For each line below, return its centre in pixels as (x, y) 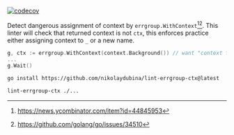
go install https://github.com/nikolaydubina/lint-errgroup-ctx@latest (113, 79)
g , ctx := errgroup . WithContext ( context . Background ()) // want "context (115, 53)
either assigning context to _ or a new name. (71, 40)
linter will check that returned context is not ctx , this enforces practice (108, 33)
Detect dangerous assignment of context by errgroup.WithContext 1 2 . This (113, 25)
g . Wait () (20, 66)
